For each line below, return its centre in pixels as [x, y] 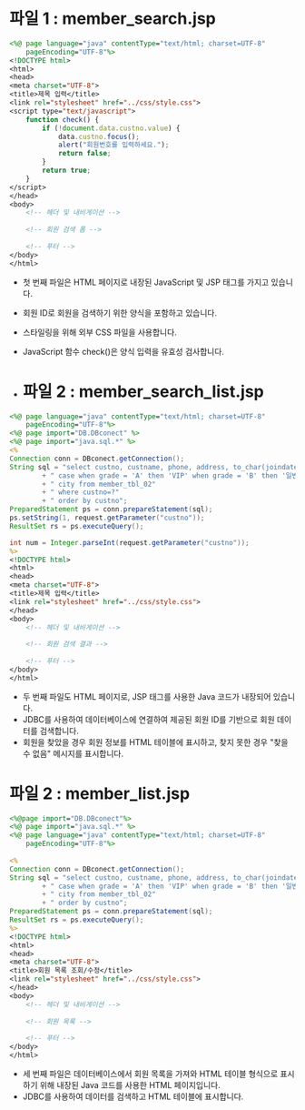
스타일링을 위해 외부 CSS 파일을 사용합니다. [99, 332]
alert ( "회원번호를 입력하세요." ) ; [113, 145]
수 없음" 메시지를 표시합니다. [73, 753]
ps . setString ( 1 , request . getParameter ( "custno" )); [107, 518]
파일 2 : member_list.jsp [100, 793]
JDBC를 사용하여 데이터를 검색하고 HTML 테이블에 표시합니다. [133, 1096]
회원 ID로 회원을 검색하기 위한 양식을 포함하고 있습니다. [120, 313]
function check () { [63, 119]
